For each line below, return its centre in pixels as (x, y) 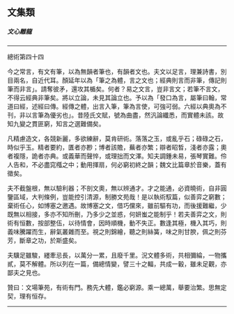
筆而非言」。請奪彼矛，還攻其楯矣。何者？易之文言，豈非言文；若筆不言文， (116, 89)
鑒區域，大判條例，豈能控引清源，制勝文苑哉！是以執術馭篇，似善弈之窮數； (117, 197)
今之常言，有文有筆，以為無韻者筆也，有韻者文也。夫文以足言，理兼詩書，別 (117, 72)
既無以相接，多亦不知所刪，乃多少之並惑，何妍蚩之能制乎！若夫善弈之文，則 (117, 214)
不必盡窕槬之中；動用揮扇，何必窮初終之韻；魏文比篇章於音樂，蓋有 (129, 165)
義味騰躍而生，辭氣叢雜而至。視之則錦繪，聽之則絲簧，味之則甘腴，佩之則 (114, 232)
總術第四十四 (25, 57)
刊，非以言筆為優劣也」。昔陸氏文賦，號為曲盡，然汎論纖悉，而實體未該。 (112, 115)
